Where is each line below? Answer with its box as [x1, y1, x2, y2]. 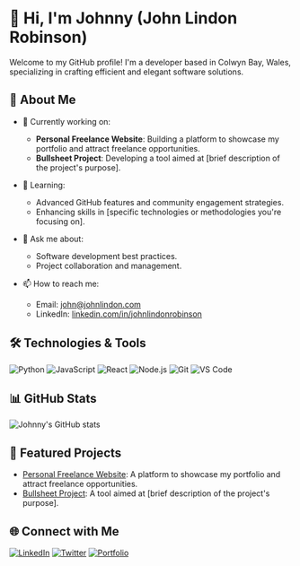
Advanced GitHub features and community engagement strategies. [35, 196, 285, 207]
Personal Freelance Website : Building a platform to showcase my [35, 134, 280, 144]
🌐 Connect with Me [9, 524, 119, 539]
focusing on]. [35, 215, 85, 227]
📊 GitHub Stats [9, 390, 97, 406]
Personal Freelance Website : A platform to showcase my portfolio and [22, 469, 281, 480]
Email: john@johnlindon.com [35, 299, 142, 309]
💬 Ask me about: [22, 233, 84, 244]
